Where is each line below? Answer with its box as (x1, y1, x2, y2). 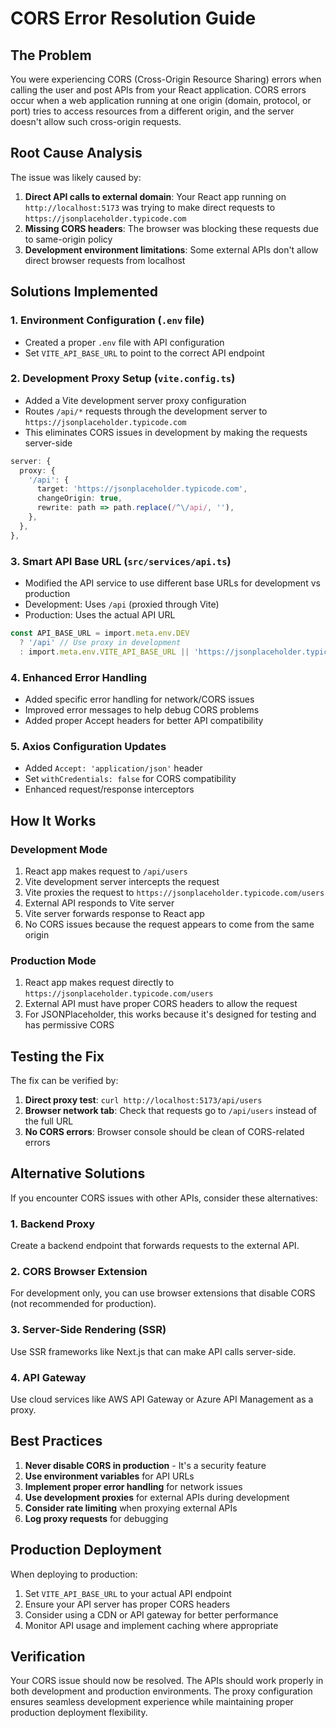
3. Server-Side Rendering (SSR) (10, 1323, 167, 1337)
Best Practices (10, 1433, 103, 1450)
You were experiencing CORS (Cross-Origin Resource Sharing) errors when (10, 73, 322, 85)
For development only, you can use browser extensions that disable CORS (10, 1287, 316, 1299)
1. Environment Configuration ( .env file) (10, 313, 205, 327)
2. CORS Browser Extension (10, 1265, 148, 1279)
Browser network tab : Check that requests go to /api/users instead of (24, 1104, 318, 1116)
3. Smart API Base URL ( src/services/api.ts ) (10, 554, 232, 568)
